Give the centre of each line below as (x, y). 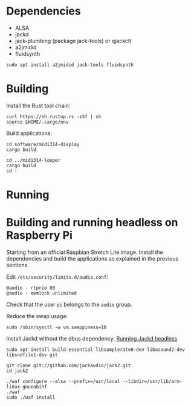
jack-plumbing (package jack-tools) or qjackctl (73, 41)
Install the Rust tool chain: (38, 105)
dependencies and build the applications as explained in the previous (92, 258)
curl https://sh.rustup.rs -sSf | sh (54, 116)
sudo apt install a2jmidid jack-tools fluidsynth (70, 65)
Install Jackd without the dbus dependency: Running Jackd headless (92, 338)
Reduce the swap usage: (37, 316)
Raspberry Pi (39, 235)
